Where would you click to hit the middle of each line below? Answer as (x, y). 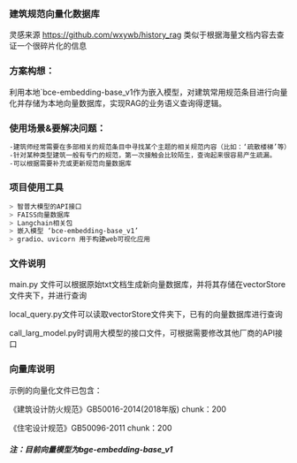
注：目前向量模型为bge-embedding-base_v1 (91, 450)
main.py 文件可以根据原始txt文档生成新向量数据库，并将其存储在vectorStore (147, 285)
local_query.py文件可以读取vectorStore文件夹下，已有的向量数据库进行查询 (146, 315)
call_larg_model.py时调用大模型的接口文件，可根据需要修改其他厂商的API (142, 333)
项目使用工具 (37, 187)
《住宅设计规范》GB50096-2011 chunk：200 (91, 428)
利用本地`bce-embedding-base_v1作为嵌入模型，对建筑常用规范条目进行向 (145, 92)
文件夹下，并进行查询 (48, 296)
